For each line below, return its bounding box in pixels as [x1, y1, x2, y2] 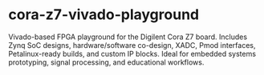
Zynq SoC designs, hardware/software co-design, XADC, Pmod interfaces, [8, 40, 256, 49]
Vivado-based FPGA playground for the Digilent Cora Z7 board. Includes [8, 32, 247, 41]
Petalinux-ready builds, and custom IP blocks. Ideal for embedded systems [8, 49, 257, 58]
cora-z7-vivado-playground [8, 6, 199, 24]
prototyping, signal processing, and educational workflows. [8, 57, 205, 67]
